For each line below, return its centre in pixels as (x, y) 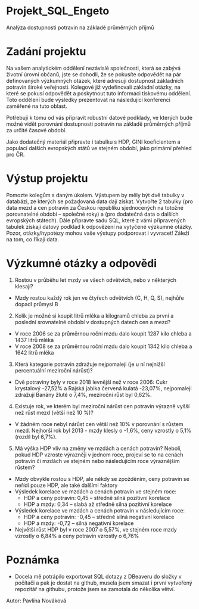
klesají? (24, 286)
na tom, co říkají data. (33, 239)
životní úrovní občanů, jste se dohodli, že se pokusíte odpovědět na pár (94, 74)
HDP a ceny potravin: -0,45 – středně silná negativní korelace (99, 517)
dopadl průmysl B (36, 304)
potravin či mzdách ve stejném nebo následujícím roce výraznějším (97, 461)
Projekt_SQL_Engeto (58, 11)
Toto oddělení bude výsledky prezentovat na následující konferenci (88, 100)
